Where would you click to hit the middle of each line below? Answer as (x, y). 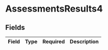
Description (84, 42)
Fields (15, 28)
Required (54, 42)
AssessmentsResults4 (54, 9)
